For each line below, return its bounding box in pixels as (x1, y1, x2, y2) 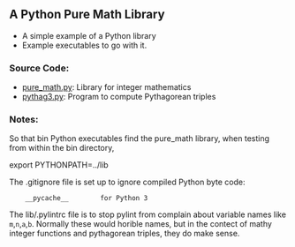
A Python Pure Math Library (9, 7, 165, 22)
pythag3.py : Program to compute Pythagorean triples (21, 92, 216, 102)
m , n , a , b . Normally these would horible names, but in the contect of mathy (9, 219, 272, 229)
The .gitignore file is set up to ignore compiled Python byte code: (9, 176, 246, 188)
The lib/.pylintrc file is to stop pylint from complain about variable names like (9, 209, 287, 220)
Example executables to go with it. (21, 40, 147, 50)
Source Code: (9, 62, 70, 74)
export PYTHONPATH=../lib (9, 160, 109, 170)
